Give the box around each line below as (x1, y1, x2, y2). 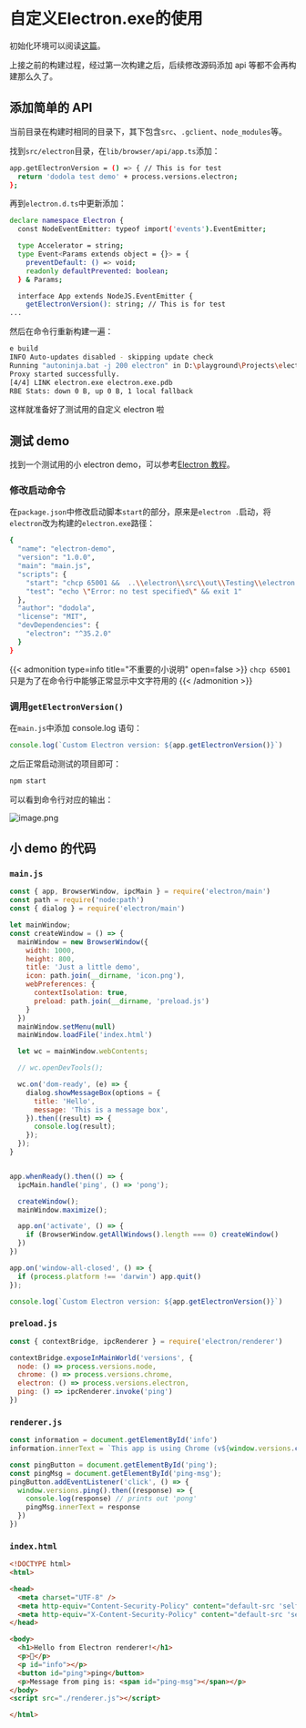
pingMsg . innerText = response (25, 1503, 141, 1512)
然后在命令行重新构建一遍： (9, 326, 114, 337)
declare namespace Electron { (9, 216, 125, 226)
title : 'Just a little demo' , (25, 962, 141, 972)
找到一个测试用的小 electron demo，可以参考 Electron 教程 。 (9, 459, 235, 470)
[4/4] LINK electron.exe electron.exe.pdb (9, 378, 173, 387)
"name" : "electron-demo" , (17, 544, 117, 554)
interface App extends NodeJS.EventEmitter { (17, 291, 194, 300)
